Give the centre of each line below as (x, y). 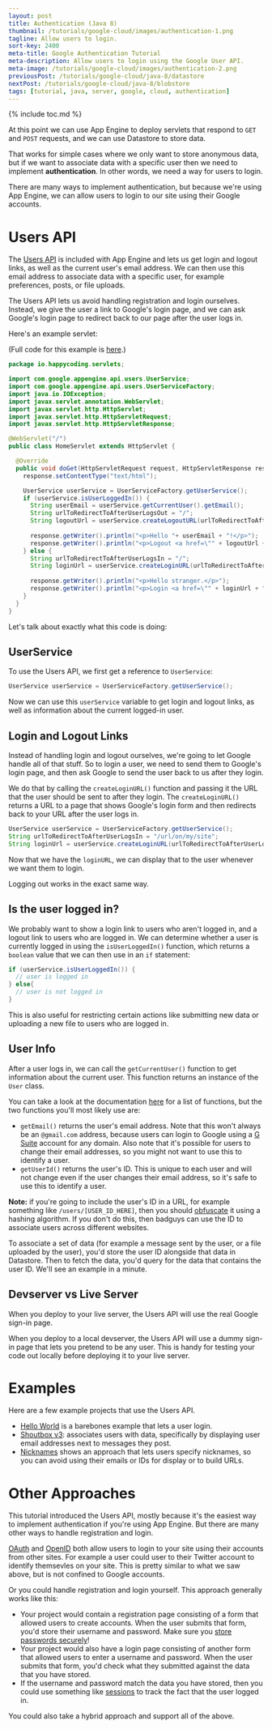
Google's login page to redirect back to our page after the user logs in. (126, 318)
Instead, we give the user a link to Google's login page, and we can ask (127, 309)
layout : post (30, 16)
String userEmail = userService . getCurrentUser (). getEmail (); (137, 506)
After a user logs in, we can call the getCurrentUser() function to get (123, 1068)
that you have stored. (55, 1675)
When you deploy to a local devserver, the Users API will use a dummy (126, 1338)
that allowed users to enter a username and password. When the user (136, 1658)
